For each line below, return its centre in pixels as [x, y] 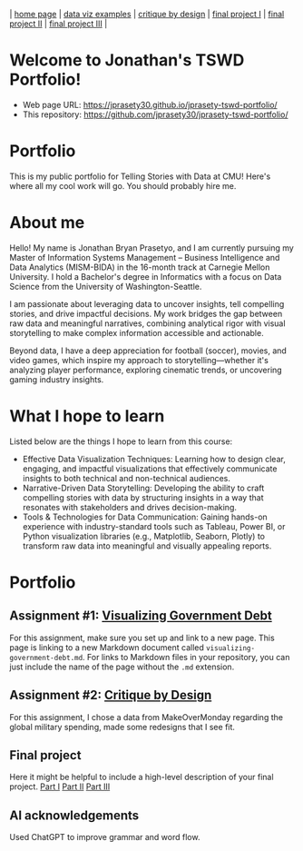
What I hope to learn [87, 416]
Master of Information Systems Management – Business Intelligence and [145, 257]
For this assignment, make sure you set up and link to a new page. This [142, 638]
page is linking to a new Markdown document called [107, 647]
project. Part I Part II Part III [60, 787]
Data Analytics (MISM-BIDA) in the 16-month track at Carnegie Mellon [140, 267]
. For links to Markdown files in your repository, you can [186, 657]
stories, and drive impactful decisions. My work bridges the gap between [146, 313]
